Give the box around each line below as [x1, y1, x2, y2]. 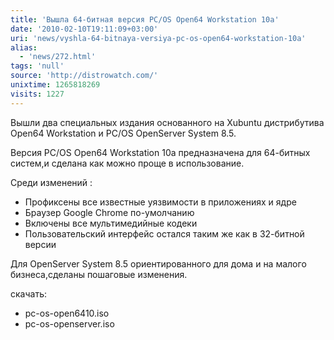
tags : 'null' [10, 61, 65, 71]
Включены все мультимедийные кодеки [24, 217, 198, 229]
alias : [10, 42, 38, 53]
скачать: [10, 287, 47, 300]
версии [24, 238, 57, 250]
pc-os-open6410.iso [24, 307, 110, 319]
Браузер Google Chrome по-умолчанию [24, 206, 195, 218]
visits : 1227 [10, 89, 65, 99]
